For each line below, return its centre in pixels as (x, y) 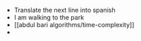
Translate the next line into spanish (65, 10)
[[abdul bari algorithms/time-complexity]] (74, 25)
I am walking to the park (49, 17)
